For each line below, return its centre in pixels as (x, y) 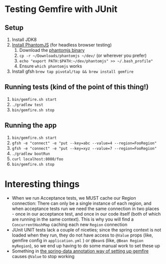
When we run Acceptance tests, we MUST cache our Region (74, 198)
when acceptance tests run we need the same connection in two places (85, 209)
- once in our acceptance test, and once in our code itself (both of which (86, 214)
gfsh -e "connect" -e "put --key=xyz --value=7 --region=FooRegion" (84, 148)
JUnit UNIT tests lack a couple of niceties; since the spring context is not (86, 230)
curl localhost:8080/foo (38, 159)
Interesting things (42, 184)
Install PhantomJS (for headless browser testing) (62, 45)
